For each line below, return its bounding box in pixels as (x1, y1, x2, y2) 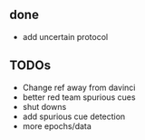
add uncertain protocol (22, 31, 109, 42)
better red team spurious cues (22, 91, 136, 103)
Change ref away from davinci (22, 82, 136, 93)
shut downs (22, 101, 67, 112)
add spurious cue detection (22, 111, 126, 122)
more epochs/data (22, 120, 92, 131)
